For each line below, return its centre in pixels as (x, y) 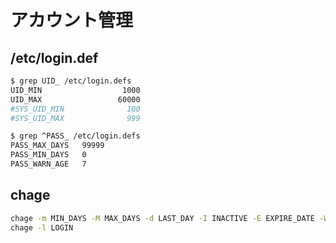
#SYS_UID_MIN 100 (75, 109)
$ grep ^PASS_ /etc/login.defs (75, 136)
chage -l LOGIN (42, 227)
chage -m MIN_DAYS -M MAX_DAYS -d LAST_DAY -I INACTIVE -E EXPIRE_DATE (162, 218)
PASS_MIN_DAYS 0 (48, 155)
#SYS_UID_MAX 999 (75, 118)
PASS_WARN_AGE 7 (48, 164)
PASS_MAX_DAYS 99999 (57, 146)
